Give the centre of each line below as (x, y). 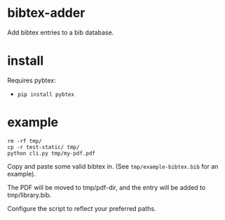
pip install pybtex (46, 94)
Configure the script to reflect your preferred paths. (82, 208)
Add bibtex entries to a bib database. (61, 32)
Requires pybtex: (32, 80)
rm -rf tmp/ (25, 141)
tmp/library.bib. (29, 195)
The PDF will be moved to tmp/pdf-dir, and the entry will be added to (107, 187)
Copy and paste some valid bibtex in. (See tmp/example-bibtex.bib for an (113, 166)
